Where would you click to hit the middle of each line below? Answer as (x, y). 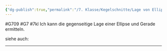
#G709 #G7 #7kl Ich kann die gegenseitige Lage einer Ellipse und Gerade (80, 24)
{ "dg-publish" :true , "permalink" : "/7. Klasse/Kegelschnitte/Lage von (78, 10)
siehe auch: (17, 39)
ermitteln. (15, 29)
